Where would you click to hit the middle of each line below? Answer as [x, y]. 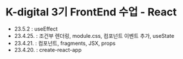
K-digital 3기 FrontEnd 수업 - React [91, 12]
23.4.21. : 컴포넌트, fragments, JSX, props [65, 43]
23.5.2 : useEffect [36, 29]
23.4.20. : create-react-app [48, 50]
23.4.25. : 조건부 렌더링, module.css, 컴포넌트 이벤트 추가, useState [94, 35]
